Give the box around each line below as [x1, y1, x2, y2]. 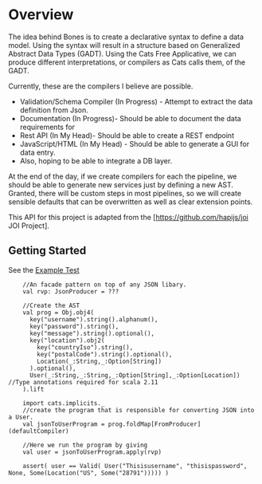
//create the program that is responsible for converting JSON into [22, 406, 255, 414]
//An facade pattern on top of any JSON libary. [22, 281, 187, 289]
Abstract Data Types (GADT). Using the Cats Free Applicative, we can [8, 49, 237, 58]
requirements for [19, 122, 76, 132]
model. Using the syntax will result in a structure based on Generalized [8, 40, 240, 49]
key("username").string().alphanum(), [29, 315, 158, 324]
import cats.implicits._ [22, 399, 105, 407]
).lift [22, 385, 45, 393]
